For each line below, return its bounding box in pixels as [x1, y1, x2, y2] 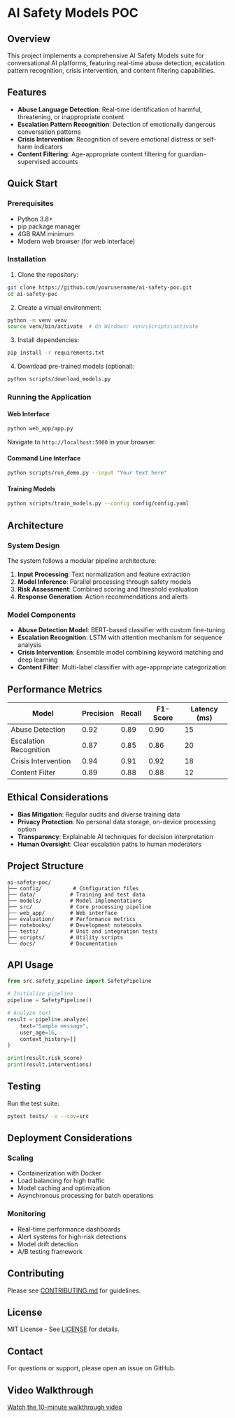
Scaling [7, 1153, 34, 1163]
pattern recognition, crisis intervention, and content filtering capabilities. [7, 67, 215, 74]
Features [7, 86, 47, 99]
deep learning [17, 655, 58, 664]
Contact [7, 1345, 43, 1357]
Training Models [7, 484, 56, 493]
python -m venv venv [7, 317, 68, 324]
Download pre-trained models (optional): [17, 362, 135, 371]
